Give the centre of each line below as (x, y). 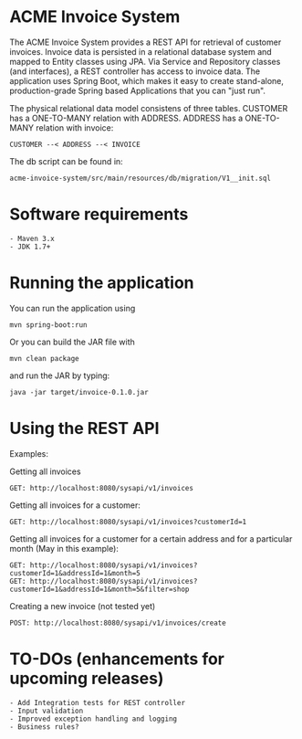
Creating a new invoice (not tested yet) (83, 606)
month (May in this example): (64, 548)
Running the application (102, 283)
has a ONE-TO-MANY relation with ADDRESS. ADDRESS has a (126, 118)
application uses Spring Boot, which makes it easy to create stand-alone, (147, 80)
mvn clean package (44, 358)
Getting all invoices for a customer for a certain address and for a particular (151, 538)
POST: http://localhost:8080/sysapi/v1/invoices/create (118, 623)
